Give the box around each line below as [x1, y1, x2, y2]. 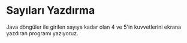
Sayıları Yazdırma [6, 4, 95, 17]
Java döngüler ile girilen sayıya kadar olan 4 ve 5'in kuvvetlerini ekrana [6, 23, 182, 30]
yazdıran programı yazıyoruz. [6, 29, 79, 36]
